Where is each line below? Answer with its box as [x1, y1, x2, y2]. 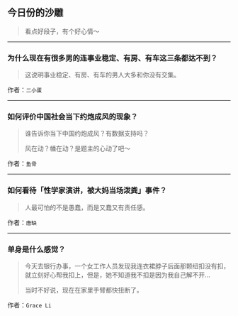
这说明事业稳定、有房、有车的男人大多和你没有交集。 [24, 70, 181, 80]
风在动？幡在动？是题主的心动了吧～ [24, 144, 131, 153]
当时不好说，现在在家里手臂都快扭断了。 [24, 286, 143, 294]
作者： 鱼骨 [7, 159, 37, 168]
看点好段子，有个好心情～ [24, 27, 100, 36]
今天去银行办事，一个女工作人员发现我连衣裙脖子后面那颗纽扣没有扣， [24, 262, 230, 270]
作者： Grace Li [7, 301, 52, 309]
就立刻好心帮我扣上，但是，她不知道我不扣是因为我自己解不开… [24, 271, 210, 279]
